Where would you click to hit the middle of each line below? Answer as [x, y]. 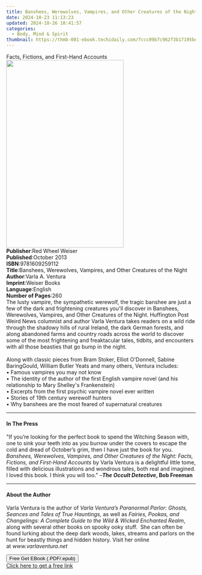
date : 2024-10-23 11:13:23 [40, 17]
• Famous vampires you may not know [54, 372]
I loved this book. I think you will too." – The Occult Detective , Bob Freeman [99, 475]
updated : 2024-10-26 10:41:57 [44, 23]
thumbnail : [20, 40]
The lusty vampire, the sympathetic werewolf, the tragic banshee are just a [99, 302]
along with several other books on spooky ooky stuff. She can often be [95, 527]
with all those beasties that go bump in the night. [67, 347]
